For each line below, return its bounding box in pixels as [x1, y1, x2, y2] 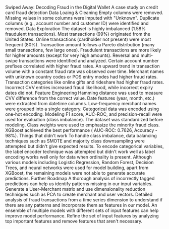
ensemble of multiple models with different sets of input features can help [5, 207, 159, 213]
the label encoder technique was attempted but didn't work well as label [5, 148, 155, 155]
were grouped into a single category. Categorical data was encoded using [5, 106, 159, 112]
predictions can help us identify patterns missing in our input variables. [5, 181, 153, 187]
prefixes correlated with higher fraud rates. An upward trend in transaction [5, 63, 160, 69]
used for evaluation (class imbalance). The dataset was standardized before [5, 117, 163, 122]
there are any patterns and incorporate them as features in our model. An [5, 202, 157, 208]
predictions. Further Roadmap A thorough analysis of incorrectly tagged [5, 176, 155, 181]
